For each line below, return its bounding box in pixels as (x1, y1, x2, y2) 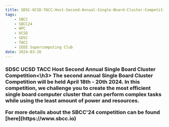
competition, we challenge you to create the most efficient (5, 85, 151, 92)
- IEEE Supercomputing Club (14, 45, 73, 50)
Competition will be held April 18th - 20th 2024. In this (5, 78, 140, 85)
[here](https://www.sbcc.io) (5, 115, 76, 122)
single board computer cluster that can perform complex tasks (5, 91, 162, 98)
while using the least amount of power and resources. (5, 97, 140, 104)
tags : (5, 12, 17, 17)
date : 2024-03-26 (5, 49, 42, 54)
